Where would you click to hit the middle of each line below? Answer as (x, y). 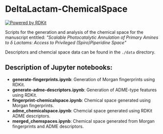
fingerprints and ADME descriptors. (48, 126)
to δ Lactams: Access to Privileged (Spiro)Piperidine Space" (66, 42)
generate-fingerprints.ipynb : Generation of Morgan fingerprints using (83, 79)
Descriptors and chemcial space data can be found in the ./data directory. (80, 52)
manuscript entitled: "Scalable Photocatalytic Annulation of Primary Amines (82, 37)
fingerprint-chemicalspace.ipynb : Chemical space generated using (81, 100)
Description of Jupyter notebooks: (59, 67)
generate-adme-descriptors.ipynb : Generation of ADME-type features (84, 90)
